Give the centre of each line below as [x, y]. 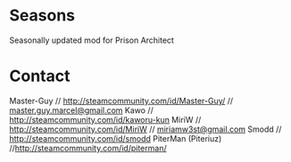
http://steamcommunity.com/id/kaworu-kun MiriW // [105, 119]
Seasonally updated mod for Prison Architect [91, 40]
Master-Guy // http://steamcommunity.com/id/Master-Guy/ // [121, 101]
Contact [40, 76]
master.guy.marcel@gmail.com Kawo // [81, 110]
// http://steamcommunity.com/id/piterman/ [88, 148]
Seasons [42, 16]
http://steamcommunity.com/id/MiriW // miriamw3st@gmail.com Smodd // [145, 129]
